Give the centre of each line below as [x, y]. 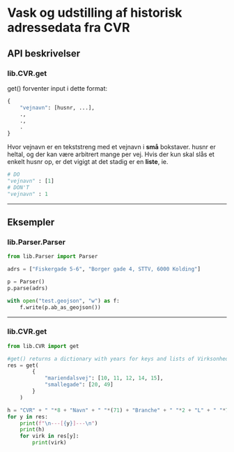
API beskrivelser [44, 53]
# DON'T [18, 187]
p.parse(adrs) [28, 288]
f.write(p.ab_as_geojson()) [60, 307]
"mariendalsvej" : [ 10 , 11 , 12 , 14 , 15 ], [104, 378]
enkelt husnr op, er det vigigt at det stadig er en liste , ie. [88, 162]
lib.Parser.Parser [37, 242]
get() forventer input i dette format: [57, 88]
